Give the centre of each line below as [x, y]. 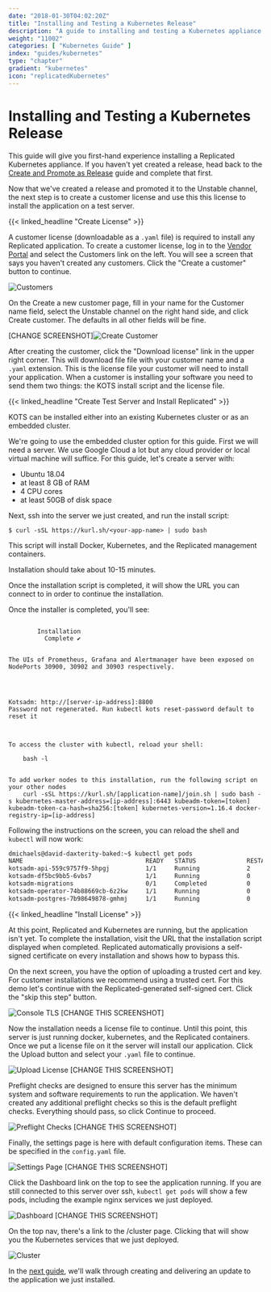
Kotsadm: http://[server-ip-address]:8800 [81, 702]
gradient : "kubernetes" [48, 69]
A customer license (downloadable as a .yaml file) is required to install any [132, 237]
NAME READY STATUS [102, 861]
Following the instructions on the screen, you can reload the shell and [124, 830]
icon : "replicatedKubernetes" [59, 76]
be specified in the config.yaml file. [67, 1151]
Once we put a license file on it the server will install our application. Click [131, 1045]
